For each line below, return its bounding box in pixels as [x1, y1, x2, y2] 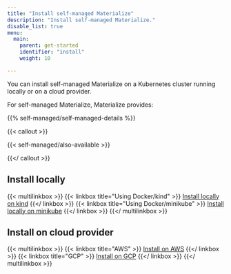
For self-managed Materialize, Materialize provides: [7, 101, 154, 109]
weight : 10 [19, 55, 51, 62]
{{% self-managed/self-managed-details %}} [7, 114, 136, 122]
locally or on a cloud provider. [7, 87, 92, 95]
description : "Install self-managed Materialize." [7, 17, 156, 23]
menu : [7, 29, 23, 36]
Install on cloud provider [7, 226, 114, 238]
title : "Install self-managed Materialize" [7, 10, 134, 17]
